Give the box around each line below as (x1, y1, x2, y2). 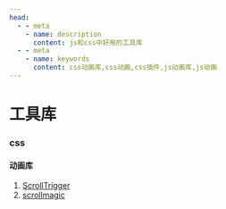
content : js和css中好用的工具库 (32, 38, 143, 47)
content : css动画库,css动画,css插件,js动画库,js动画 (32, 63, 217, 72)
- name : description (25, 29, 102, 38)
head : (9, 13, 29, 22)
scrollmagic (21, 189, 65, 201)
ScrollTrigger (21, 180, 71, 191)
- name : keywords (25, 54, 90, 63)
